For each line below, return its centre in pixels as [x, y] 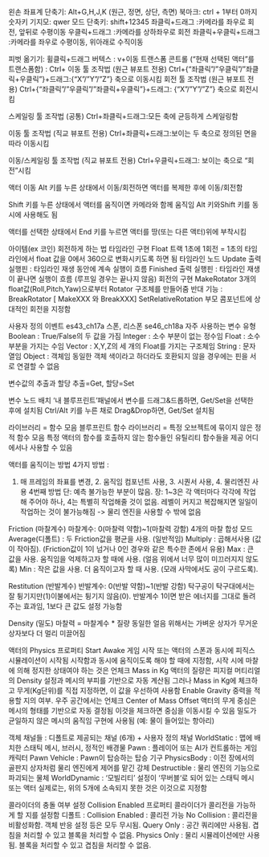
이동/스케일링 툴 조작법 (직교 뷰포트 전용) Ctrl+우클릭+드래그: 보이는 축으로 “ [128, 160]
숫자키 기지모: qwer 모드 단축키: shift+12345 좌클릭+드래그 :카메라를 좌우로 [127, 22]
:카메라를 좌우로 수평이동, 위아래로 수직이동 [76, 42]
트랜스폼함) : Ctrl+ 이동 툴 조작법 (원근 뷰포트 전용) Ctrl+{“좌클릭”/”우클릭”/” [127, 69]
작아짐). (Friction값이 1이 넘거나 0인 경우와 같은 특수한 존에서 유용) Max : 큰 [135, 549]
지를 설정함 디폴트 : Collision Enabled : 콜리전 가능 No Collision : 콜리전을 [142, 815]
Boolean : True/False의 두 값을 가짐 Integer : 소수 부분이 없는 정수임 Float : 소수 [134, 336]
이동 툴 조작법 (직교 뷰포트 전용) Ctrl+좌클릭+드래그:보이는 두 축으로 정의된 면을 [133, 133]
